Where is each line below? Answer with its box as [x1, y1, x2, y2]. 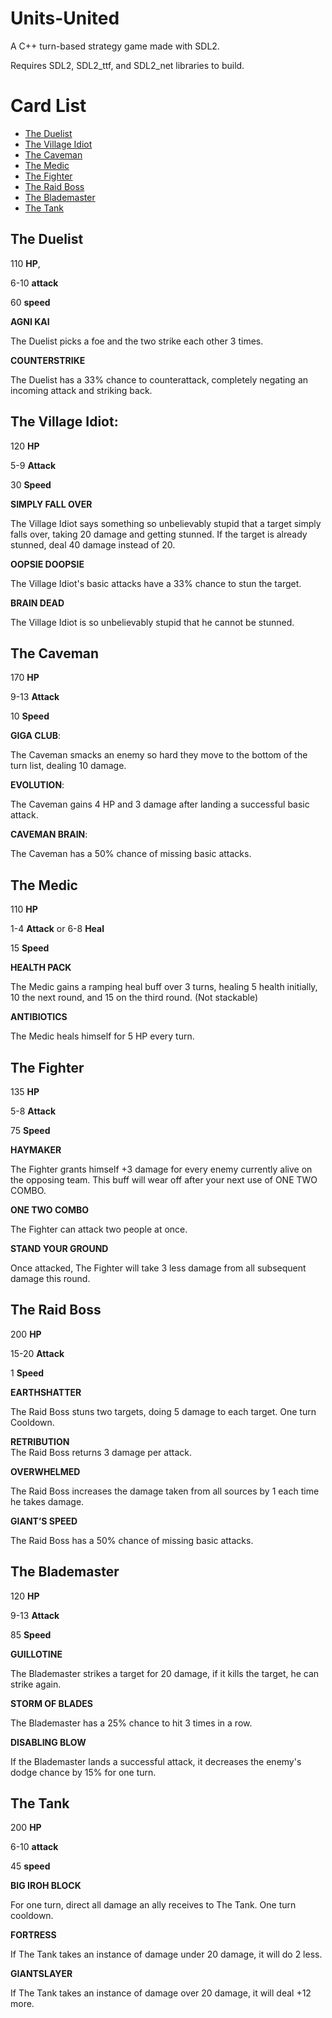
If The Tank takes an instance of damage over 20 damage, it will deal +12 [10, 1987, 312, 1999]
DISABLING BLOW [10, 1736, 87, 1748]
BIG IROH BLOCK [10, 1880, 82, 1892]
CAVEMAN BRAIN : [10, 828, 88, 841]
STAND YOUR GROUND [10, 1242, 109, 1254]
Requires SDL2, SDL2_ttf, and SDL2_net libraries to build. [10, 59, 245, 71]
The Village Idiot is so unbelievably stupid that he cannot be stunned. [10, 616, 295, 628]
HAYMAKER [10, 1143, 62, 1156]
